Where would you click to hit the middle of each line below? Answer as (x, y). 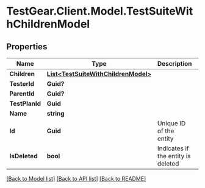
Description (174, 64)
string (56, 113)
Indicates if (173, 148)
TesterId (22, 84)
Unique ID (171, 123)
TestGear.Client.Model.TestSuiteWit (100, 11)
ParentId (22, 94)
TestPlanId (25, 103)
